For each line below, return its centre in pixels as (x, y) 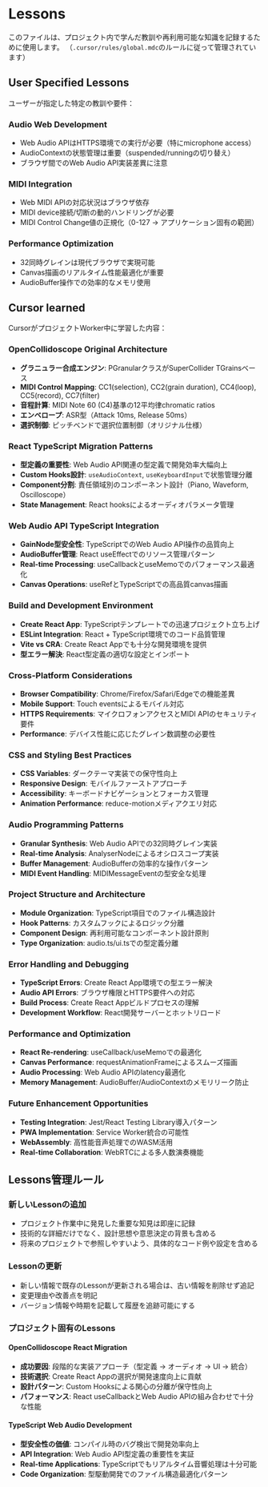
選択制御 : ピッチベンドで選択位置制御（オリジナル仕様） (113, 424)
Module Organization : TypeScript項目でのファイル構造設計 (118, 913)
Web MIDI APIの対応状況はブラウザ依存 (85, 203)
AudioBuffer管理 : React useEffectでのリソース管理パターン (117, 554)
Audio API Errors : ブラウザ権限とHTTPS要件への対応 (107, 993)
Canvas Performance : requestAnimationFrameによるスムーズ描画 (128, 1063)
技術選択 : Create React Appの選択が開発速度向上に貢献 (111, 1376)
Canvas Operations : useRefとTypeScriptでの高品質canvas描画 (124, 585)
